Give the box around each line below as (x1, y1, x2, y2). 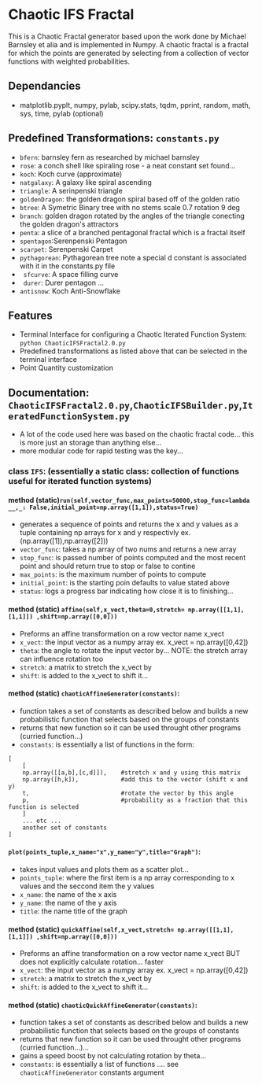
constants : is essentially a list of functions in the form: (19, 740, 194, 749)
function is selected (8, 803, 79, 811)
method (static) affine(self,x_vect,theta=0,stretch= (8, 604, 185, 614)
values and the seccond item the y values (19, 881, 155, 891)
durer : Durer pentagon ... (23, 278, 105, 287)
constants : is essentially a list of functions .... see (19, 1060, 179, 1069)
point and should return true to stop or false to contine (19, 561, 196, 571)
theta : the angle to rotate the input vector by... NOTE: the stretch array (19, 645, 248, 655)
